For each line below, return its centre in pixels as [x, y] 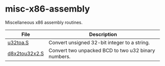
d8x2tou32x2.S [26, 53]
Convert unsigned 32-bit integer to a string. [99, 42]
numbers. [59, 56]
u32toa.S [18, 42]
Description [103, 34]
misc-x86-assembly [47, 9]
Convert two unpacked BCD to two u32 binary [102, 50]
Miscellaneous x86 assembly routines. [44, 22]
